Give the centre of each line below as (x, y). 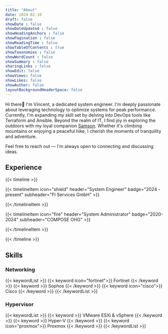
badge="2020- (147, 214)
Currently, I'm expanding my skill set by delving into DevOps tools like (78, 115)
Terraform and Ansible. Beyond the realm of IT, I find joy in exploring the (80, 120)
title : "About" (21, 10)
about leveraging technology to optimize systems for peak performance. (81, 110)
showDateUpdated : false (31, 29)
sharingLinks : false (28, 66)
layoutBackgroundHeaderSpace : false (44, 90)
